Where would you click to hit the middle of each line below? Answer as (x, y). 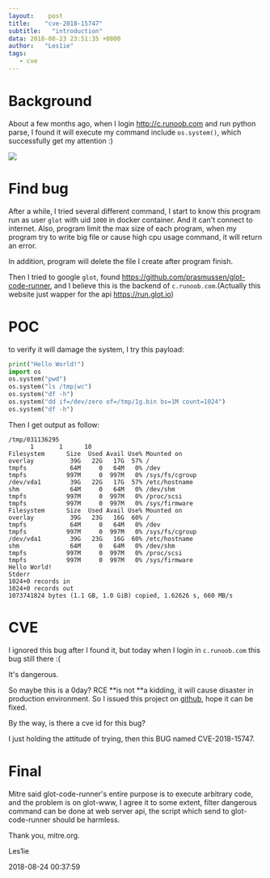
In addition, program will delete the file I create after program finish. (120, 261)
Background (50, 101)
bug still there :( (34, 658)
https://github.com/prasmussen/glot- (184, 277)
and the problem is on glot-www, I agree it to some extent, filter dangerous (133, 802)
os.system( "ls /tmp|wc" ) (50, 387)
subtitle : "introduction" (56, 31)
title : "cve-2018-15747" (56, 23)
